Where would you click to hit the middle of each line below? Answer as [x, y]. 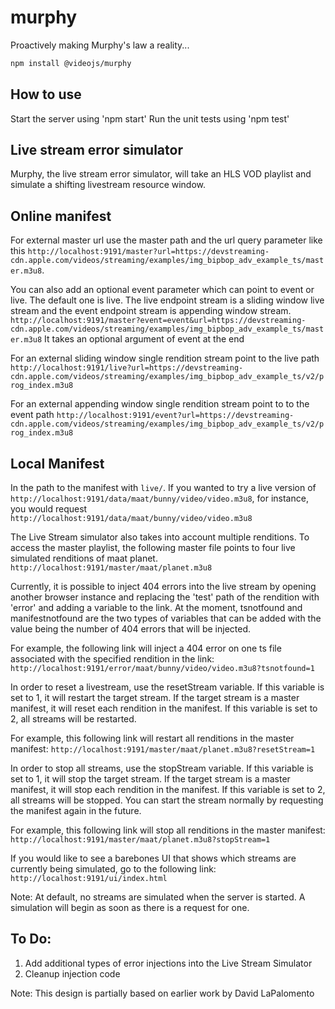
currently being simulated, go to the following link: [113, 869]
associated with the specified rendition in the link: [112, 659]
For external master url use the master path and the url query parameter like [166, 240]
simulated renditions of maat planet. [84, 558]
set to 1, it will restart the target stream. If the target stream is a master [155, 698]
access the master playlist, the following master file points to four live [153, 548]
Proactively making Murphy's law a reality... [100, 45]
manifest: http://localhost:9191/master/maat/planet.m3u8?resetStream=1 [163, 749]
